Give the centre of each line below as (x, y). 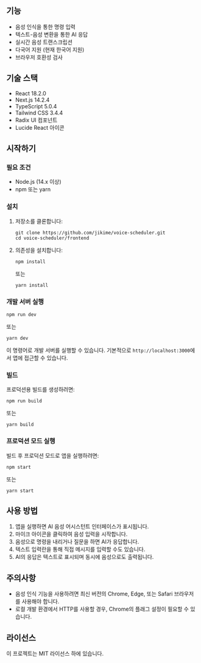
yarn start (20, 491)
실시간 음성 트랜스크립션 (44, 42)
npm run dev (21, 314)
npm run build (24, 401)
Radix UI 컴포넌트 (36, 120)
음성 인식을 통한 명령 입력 (45, 27)
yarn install (32, 285)
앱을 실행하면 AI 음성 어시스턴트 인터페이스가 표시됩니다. (82, 527)
